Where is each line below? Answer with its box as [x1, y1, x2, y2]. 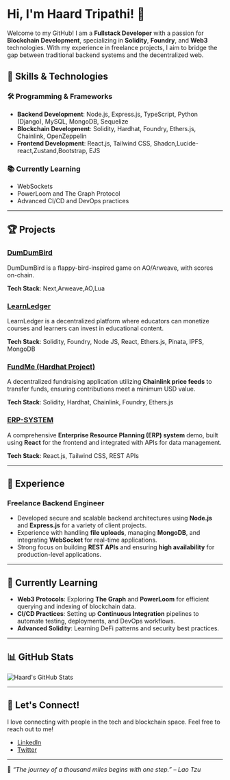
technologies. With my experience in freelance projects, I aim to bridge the [7, 43, 218, 51]
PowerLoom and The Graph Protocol [16, 189, 120, 198]
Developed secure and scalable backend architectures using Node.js [16, 514, 212, 523]
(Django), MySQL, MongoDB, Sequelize [16, 117, 129, 126]
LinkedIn [16, 738, 42, 746]
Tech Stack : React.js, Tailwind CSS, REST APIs [7, 451, 139, 459]
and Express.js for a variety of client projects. [16, 521, 147, 529]
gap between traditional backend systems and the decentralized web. [7, 51, 204, 59]
